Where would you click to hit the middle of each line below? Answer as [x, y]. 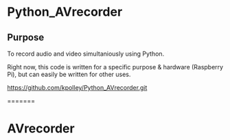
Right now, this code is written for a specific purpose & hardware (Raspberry [115, 67]
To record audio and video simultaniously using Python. [86, 54]
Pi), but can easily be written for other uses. [69, 74]
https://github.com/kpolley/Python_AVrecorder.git [77, 87]
